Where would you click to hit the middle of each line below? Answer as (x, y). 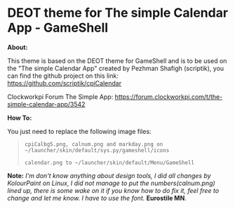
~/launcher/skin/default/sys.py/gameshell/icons (97, 150)
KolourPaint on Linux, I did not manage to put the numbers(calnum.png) (111, 183)
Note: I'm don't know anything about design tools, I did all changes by (109, 175)
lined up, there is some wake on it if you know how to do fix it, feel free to (113, 190)
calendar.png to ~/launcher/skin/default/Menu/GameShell (109, 163)
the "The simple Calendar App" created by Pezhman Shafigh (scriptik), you (116, 68)
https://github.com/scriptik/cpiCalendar (64, 83)
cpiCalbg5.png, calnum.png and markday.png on (94, 144)
